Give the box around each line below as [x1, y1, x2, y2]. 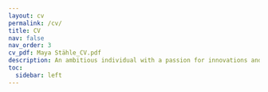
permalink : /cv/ [8, 19, 62, 27]
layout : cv [8, 11, 45, 20]
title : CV [8, 26, 41, 34]
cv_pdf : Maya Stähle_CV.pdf [8, 49, 102, 57]
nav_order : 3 [8, 42, 52, 50]
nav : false [8, 34, 45, 42]
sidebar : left [15, 71, 62, 79]
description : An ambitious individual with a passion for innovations [8, 57, 248, 65]
